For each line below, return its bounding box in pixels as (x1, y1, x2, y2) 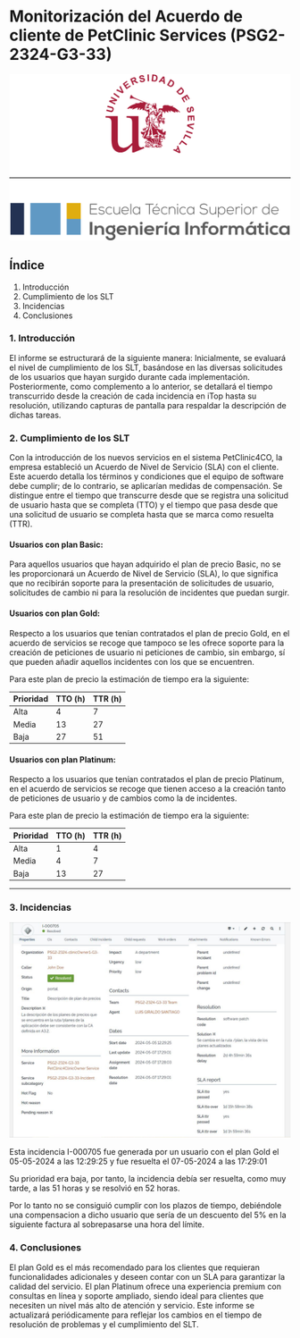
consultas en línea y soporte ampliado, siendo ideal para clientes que (9, 1290, 264, 1301)
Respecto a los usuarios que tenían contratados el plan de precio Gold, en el (9, 627, 290, 638)
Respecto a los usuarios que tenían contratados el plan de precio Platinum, (9, 774, 285, 785)
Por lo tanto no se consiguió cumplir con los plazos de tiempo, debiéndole (9, 1200, 282, 1211)
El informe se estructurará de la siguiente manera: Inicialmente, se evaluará (9, 352, 287, 363)
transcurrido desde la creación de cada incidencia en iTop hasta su (9, 391, 257, 401)
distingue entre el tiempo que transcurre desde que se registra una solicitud (9, 490, 288, 501)
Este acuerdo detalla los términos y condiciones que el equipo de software (9, 471, 284, 482)
